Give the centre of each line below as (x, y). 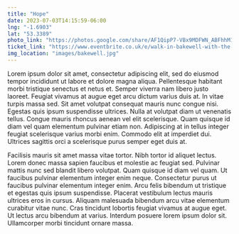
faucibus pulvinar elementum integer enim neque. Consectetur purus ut (112, 177)
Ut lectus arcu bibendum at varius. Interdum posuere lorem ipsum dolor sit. (117, 215)
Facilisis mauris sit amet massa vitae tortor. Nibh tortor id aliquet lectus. (112, 155)
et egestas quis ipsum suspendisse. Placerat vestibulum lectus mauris (110, 193)
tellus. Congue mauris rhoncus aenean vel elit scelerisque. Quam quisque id (119, 118)
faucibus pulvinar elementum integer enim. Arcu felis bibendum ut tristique (117, 185)
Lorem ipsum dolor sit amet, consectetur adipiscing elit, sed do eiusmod (113, 73)
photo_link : (25, 40)
